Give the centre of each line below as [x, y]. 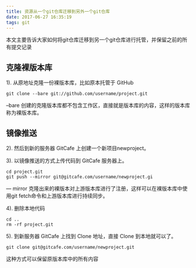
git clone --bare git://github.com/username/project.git [77, 94]
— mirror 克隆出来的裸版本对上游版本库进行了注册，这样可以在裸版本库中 [94, 189]
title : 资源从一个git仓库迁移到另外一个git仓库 [58, 11]
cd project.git [25, 172]
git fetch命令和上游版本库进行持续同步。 [59, 196]
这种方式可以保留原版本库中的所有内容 [52, 259]
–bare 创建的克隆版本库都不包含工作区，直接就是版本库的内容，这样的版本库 [98, 106]
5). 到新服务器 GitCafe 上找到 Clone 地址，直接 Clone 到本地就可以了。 [91, 236]
